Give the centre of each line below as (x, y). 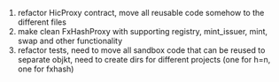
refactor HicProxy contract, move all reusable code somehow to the (141, 13)
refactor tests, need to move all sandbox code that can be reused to (141, 50)
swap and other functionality (70, 41)
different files (42, 22)
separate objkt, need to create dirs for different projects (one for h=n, (144, 60)
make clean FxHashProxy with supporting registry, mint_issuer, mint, (143, 31)
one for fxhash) (46, 69)
